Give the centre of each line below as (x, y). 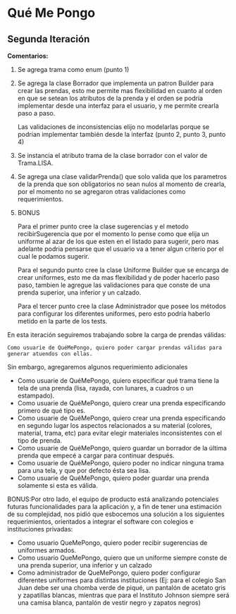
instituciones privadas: (40, 529)
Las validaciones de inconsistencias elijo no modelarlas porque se (113, 127)
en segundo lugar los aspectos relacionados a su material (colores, (115, 425)
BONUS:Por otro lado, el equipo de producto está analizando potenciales (113, 499)
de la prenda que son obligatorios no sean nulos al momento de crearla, (122, 184)
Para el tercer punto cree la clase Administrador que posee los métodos (122, 306)
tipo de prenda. (39, 441)
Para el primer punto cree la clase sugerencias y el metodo (103, 226)
